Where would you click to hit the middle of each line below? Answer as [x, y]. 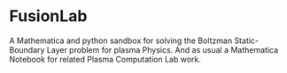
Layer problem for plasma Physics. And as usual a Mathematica [163, 49]
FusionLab [48, 16]
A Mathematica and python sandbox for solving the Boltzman [121, 40]
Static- [247, 40]
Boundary [27, 49]
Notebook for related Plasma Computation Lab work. [105, 59]
